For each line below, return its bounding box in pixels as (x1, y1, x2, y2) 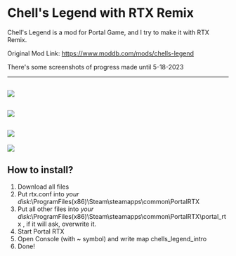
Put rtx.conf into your (17, 190, 79, 198)
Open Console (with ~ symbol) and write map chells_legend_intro (17, 235, 207, 243)
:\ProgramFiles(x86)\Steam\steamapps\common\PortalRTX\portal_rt (29, 213, 226, 221)
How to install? (7, 163, 74, 176)
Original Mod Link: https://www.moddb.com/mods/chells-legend (7, 49, 195, 58)
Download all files (17, 182, 70, 191)
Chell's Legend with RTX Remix (7, 5, 195, 21)
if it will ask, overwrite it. (26, 220, 97, 229)
